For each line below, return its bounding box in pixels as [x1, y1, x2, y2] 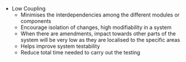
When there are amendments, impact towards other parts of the [20, 30, 176, 37]
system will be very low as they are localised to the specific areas [20, 37, 180, 43]
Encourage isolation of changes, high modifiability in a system [20, 24, 172, 31]
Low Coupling [11, 5, 46, 12]
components [20, 18, 51, 24]
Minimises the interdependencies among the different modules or [20, 11, 180, 18]
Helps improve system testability [20, 43, 100, 50]
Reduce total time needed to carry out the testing [20, 49, 141, 56]
